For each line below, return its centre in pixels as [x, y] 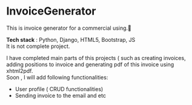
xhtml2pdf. [20, 70]
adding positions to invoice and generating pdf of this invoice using [90, 64]
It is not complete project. [38, 46]
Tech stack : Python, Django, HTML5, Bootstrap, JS [71, 39]
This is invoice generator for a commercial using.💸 [69, 28]
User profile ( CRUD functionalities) [59, 89]
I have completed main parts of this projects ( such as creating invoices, [96, 58]
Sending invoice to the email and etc [60, 95]
